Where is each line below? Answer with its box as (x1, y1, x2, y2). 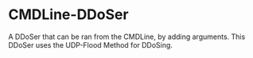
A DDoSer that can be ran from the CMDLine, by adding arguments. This (8, 32, 246, 41)
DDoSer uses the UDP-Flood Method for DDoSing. (8, 40, 173, 49)
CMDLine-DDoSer (8, 6, 129, 24)
